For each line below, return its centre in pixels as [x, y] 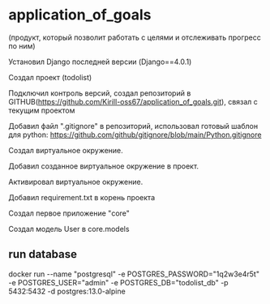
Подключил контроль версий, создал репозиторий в [100, 93]
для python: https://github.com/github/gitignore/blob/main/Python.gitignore [135, 135]
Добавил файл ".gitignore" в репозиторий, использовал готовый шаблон [133, 126]
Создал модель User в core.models [69, 229]
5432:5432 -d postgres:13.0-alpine [67, 291]
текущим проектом [42, 110]
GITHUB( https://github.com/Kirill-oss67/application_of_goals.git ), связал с [133, 101]
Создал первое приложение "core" [69, 213]
